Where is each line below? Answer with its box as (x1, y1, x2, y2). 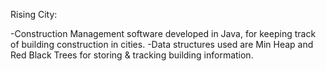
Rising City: (10, 9, 58, 20)
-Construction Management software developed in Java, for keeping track (10, 28, 317, 39)
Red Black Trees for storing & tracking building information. (10, 49, 254, 61)
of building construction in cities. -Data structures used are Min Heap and (10, 39, 314, 50)
